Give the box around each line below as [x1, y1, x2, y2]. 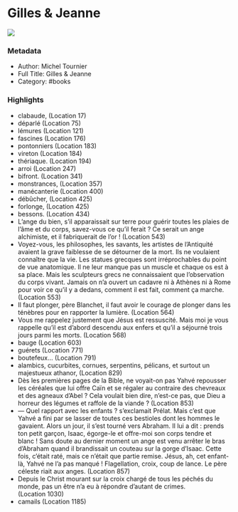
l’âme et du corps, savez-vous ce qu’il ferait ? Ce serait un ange [17, 224, 205, 233]
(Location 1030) [17, 489, 64, 498]
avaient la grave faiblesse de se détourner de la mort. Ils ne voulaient [17, 247, 220, 256]
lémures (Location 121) [17, 126, 84, 135]
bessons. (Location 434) [17, 209, 90, 218]
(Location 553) [17, 293, 62, 301]
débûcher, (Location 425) [17, 194, 93, 203]
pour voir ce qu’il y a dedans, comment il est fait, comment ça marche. [17, 285, 225, 293]
